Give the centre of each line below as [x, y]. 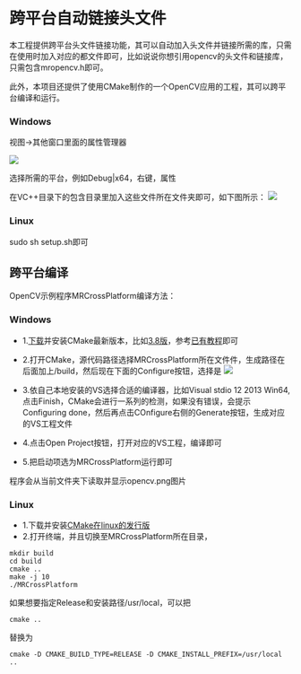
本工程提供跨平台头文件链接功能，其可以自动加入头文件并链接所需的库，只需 [150, 45]
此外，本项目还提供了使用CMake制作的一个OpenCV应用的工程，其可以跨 [144, 86]
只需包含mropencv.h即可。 [59, 67]
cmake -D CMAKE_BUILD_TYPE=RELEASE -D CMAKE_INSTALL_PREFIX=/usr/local [146, 654]
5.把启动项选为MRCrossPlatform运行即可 [97, 461]
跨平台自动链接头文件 [88, 18]
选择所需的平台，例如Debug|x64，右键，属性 [93, 178]
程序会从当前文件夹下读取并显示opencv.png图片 [98, 480]
